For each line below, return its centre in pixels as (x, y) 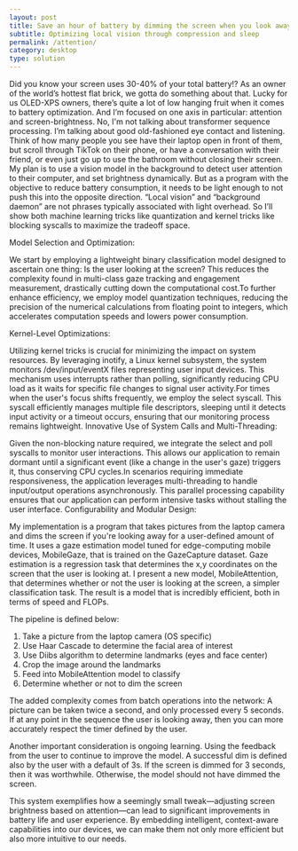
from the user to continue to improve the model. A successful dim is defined (148, 756)
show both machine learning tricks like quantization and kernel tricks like (142, 216)
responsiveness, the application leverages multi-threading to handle (133, 481)
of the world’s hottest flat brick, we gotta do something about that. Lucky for (149, 93)
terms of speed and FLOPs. (59, 602)
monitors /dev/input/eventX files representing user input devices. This (137, 370)
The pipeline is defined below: (64, 619)
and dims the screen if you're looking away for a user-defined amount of (142, 536)
